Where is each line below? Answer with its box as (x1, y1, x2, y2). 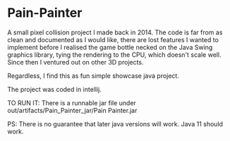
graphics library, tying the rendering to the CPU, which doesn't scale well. (7, 51, 222, 59)
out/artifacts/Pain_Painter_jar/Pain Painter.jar (7, 106, 138, 114)
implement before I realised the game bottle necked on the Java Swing (7, 43, 213, 51)
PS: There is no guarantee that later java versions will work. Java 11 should (7, 119, 224, 128)
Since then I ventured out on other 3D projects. (7, 58, 144, 66)
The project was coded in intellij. (7, 85, 102, 93)
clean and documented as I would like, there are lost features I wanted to (7, 35, 219, 43)
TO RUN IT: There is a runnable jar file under (7, 98, 136, 107)
